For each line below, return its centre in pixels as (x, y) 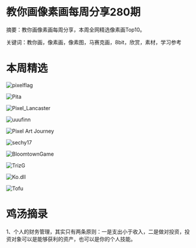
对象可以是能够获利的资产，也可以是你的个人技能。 (73, 239)
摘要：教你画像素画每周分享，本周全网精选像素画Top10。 (75, 30)
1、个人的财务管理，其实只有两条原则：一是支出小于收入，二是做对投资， (95, 231)
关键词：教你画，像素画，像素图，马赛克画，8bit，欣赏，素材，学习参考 (94, 42)
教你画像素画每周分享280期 (73, 12)
